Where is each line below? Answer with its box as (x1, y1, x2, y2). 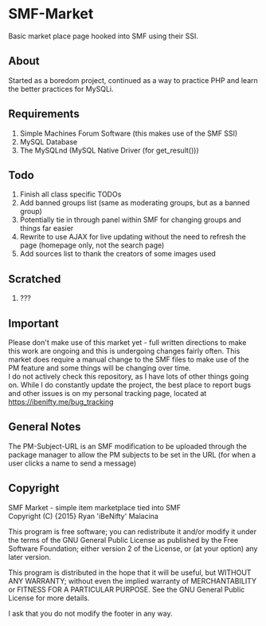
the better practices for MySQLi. (8, 84, 114, 93)
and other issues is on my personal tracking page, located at (8, 389, 207, 398)
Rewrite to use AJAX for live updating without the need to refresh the (19, 232, 247, 242)
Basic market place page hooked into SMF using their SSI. (8, 31, 199, 41)
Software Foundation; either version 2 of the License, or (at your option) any (8, 544, 258, 553)
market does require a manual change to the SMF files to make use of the (8, 355, 249, 364)
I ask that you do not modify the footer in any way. (8, 608, 173, 618)
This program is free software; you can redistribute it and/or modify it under (8, 526, 257, 536)
